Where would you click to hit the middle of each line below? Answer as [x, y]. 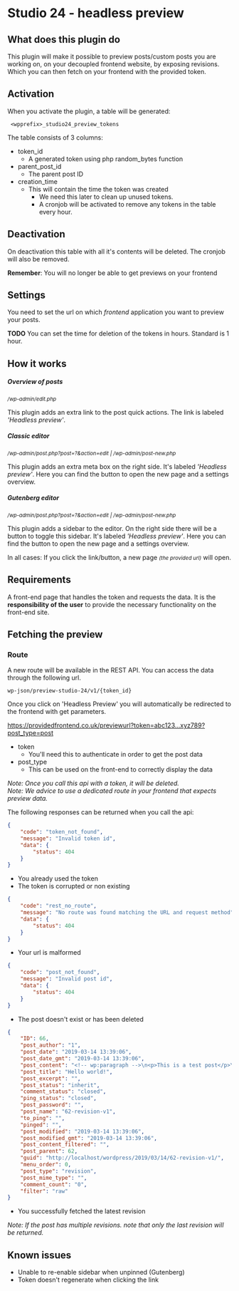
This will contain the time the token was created [98, 189]
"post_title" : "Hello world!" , [67, 1072]
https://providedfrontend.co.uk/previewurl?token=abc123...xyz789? [106, 725]
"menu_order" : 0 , [46, 1165]
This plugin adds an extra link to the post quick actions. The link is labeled [116, 412]
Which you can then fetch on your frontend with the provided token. [107, 72]
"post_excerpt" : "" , [51, 1078]
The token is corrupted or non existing [74, 886]
